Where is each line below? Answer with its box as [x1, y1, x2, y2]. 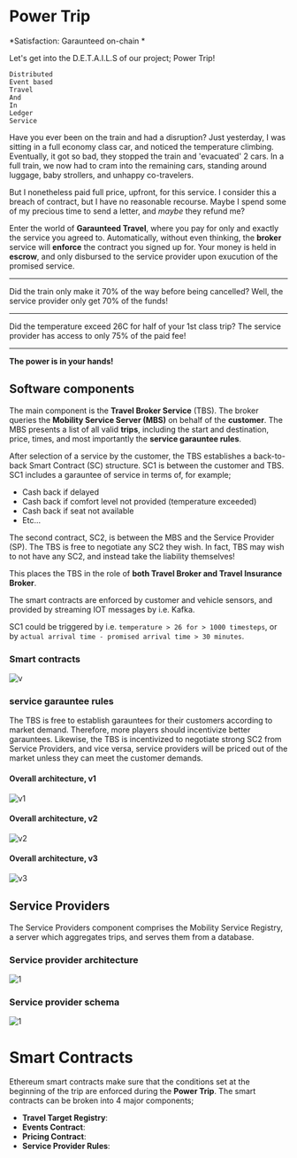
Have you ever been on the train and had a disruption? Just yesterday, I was [9, 131, 286, 143]
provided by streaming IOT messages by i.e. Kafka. [9, 604, 195, 614]
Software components [9, 381, 135, 396]
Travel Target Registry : [21, 1113, 109, 1123]
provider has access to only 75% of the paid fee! [9, 330, 187, 340]
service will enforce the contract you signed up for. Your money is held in [9, 241, 277, 252]
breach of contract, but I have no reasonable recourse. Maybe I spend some [9, 196, 287, 207]
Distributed [9, 69, 53, 79]
